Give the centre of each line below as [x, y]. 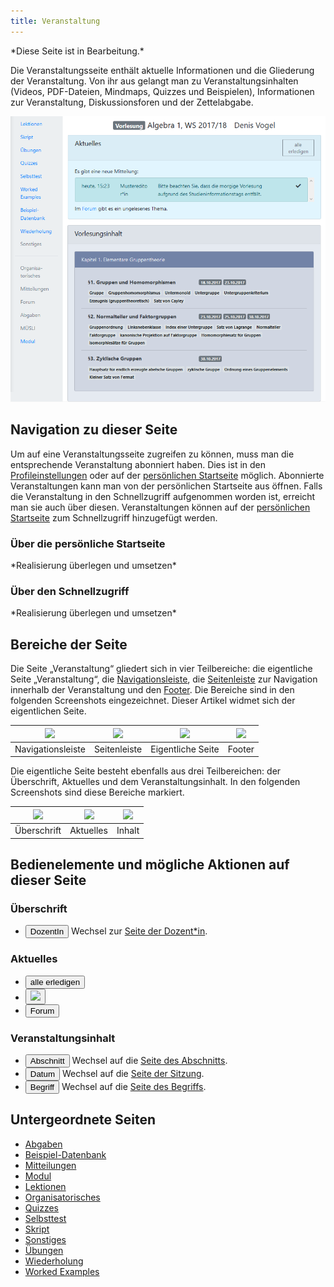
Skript [37, 1229]
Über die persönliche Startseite [88, 543]
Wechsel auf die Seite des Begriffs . [134, 1086]
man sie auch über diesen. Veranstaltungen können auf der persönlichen [160, 507]
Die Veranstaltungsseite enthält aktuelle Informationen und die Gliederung [162, 70]
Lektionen [45, 1186]
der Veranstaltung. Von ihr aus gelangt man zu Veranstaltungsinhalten [154, 81]
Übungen [44, 1250]
